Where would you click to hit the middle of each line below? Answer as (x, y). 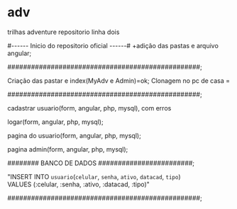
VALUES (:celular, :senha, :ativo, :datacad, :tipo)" (79, 184)
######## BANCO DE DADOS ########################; (101, 163)
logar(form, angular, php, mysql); (56, 122)
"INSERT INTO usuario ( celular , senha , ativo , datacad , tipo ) (94, 176)
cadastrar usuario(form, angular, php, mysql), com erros (89, 108)
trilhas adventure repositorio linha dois (64, 32)
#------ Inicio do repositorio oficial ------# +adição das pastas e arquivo (113, 45)
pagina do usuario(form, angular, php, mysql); (75, 135)
